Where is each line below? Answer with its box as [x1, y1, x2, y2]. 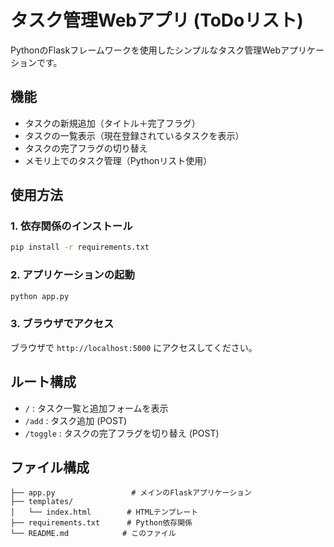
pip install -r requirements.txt [10, 242, 150, 253]
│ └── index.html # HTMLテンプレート [10, 507, 199, 518]
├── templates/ [10, 497, 74, 507]
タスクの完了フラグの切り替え [24, 142, 148, 154]
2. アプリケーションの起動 [10, 268, 135, 282]
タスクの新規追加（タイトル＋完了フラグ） [24, 117, 201, 129]
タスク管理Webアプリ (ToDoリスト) [10, 9, 304, 32]
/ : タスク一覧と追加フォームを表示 [24, 402, 169, 414]
